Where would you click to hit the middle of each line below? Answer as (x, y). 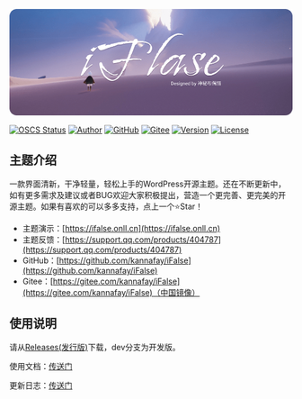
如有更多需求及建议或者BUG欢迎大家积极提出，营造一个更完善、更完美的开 (148, 195)
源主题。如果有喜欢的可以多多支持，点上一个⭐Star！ (107, 206)
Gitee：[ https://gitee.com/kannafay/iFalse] (101, 281)
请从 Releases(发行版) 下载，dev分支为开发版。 (95, 347)
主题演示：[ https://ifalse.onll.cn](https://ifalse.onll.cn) (121, 228)
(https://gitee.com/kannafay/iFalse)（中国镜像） (111, 292)
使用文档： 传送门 (41, 366)
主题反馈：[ (44, 240)
